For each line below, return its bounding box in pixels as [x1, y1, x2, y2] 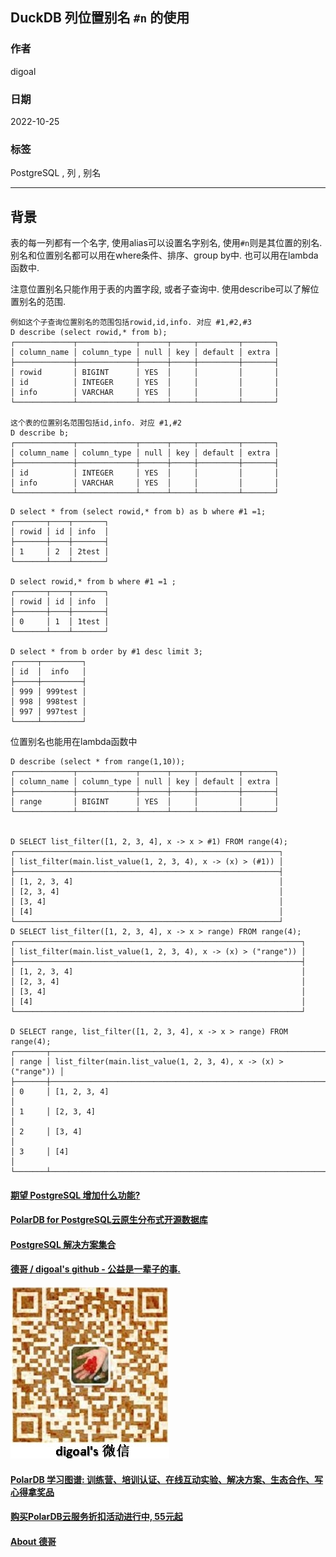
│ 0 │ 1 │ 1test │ [10, 617, 110, 627]
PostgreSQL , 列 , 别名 [10, 167, 102, 179]
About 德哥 [10, 1535, 57, 1547]
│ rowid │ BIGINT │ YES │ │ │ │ [10, 368, 280, 378]
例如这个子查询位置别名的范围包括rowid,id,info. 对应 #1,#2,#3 [10, 318, 252, 328]
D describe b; [10, 428, 70, 438]
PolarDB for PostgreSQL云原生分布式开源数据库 [10, 1214, 208, 1226]
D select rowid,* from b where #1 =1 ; [10, 577, 177, 587]
